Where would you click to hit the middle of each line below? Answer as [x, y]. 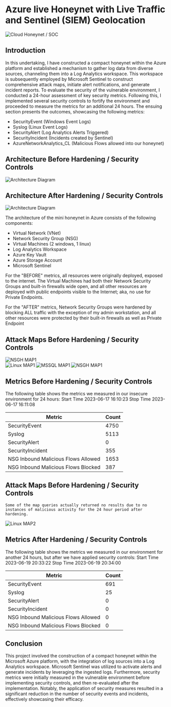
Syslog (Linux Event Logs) [40, 127]
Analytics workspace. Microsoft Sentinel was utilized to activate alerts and [83, 667]
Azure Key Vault [30, 255]
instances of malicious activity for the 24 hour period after [74, 509]
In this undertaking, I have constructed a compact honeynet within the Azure [86, 63]
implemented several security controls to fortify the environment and [78, 101]
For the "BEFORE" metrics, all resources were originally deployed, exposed [84, 276]
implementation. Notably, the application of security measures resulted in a [84, 689]
